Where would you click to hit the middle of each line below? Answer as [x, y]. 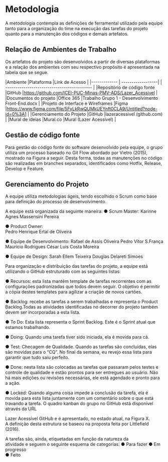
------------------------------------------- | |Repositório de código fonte [80, 87]
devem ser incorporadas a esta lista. [43, 313]
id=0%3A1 [16, 114]
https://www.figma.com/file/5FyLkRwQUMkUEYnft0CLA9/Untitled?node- [82, 108]
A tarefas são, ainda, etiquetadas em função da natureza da [67, 439]
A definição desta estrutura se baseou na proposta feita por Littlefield [77, 424]
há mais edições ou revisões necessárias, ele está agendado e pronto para [82, 378]
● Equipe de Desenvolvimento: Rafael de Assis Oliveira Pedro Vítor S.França [84, 241]
